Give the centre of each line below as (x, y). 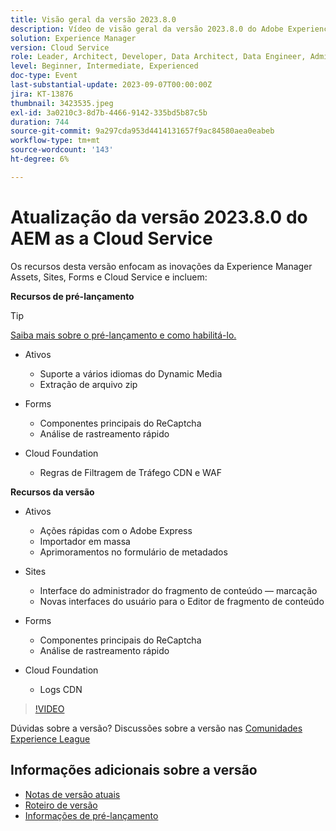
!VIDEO (49, 708)
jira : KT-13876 (42, 94)
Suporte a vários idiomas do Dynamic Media (131, 373)
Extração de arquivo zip (88, 384)
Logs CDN (61, 689)
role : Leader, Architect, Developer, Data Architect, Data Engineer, (158, 57)
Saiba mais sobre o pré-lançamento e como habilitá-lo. (123, 335)
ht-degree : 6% (40, 159)
